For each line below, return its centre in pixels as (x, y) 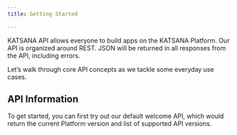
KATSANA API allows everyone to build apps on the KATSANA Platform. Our (118, 40)
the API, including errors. (44, 55)
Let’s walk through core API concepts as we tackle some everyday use (111, 69)
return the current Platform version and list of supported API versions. (110, 124)
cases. (17, 77)
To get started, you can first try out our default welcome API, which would (116, 116)
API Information (43, 99)
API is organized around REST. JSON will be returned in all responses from (117, 48)
